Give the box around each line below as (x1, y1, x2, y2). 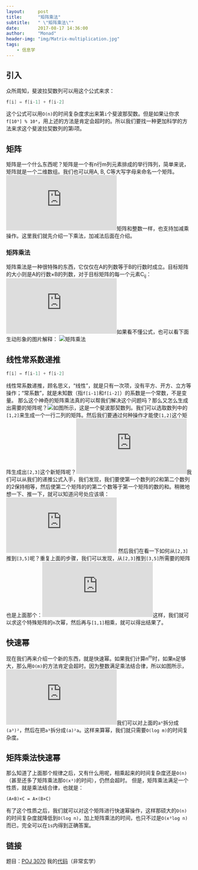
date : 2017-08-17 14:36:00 (6, 25, 88, 31)
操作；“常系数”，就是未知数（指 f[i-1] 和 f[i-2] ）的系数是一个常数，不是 (6, 390, 182, 397)
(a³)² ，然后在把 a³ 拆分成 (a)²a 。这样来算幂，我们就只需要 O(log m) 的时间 (6, 727, 183, 734)
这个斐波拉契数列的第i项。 (21, 125, 85, 132)
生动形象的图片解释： (6, 336, 58, 343)
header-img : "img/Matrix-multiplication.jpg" (6, 36, 120, 42)
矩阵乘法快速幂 (6, 753, 61, 763)
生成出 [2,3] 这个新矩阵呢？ (11, 469, 77, 476)
